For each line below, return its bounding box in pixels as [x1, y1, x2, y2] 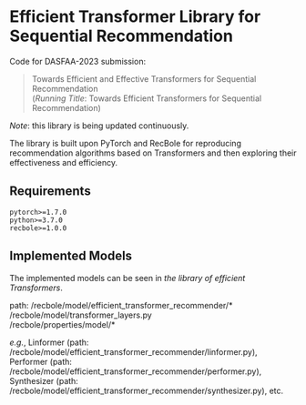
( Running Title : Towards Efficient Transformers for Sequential [31, 93, 262, 104]
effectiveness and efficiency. [9, 157, 118, 167]
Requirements [9, 184, 91, 199]
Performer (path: [9, 356, 73, 367]
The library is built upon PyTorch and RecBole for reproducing [9, 137, 241, 148]
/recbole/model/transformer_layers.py [9, 309, 152, 320]
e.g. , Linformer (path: [9, 337, 89, 348]
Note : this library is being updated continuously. [9, 120, 189, 131]
